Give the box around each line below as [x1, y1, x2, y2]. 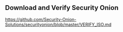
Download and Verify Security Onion [5, 4, 119, 12]
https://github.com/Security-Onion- [5, 16, 77, 22]
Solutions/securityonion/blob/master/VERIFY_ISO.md [5, 21, 112, 27]
